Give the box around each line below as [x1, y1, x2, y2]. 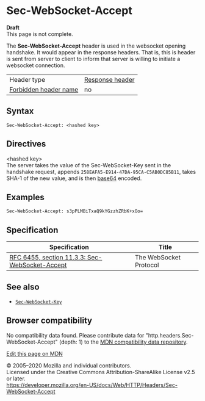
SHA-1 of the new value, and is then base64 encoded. [6, 175, 142, 182]
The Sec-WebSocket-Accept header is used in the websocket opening [6, 42, 186, 49]
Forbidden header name [9, 85, 79, 93]
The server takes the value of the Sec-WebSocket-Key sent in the [6, 161, 171, 168]
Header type [9, 75, 46, 84]
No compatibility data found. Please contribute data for [6, 331, 145, 339]
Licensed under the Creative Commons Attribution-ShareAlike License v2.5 [6, 368, 195, 375]
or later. [6, 375, 26, 382]
